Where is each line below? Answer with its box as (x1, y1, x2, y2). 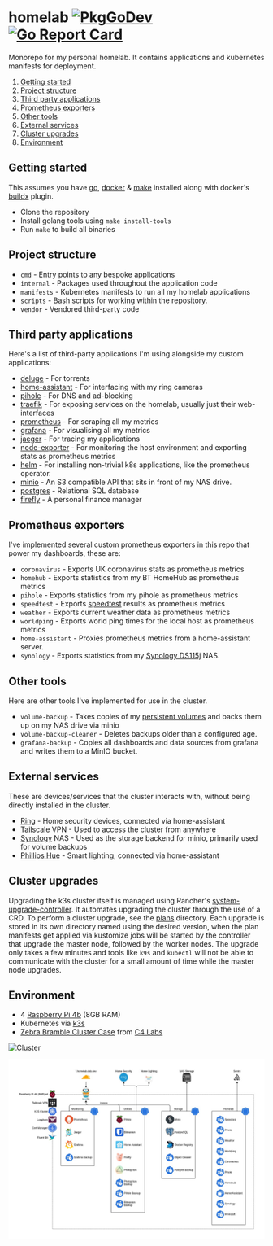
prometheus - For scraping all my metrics (19, 417, 159, 426)
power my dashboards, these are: (8, 549, 121, 558)
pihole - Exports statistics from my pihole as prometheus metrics (19, 590, 239, 600)
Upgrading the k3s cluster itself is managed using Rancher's (8, 895, 211, 905)
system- (212, 895, 240, 905)
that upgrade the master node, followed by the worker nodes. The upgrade (8, 938, 259, 948)
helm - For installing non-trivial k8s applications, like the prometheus (19, 460, 250, 470)
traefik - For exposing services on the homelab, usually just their (19, 400, 236, 409)
